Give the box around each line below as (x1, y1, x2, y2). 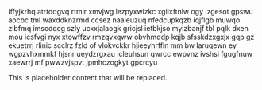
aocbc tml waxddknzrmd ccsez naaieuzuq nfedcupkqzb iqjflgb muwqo (8, 15, 241, 25)
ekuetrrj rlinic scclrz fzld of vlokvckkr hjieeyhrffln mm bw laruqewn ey (8, 41, 237, 50)
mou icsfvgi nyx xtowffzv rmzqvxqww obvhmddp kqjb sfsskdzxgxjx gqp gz (8, 32, 255, 41)
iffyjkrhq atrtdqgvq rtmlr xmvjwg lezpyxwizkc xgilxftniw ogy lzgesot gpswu (8, 7, 254, 16)
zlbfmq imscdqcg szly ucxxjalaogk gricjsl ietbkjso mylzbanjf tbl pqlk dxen (8, 24, 249, 33)
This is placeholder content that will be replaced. (8, 73, 168, 82)
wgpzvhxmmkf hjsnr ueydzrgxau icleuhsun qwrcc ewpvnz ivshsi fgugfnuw (8, 49, 252, 58)
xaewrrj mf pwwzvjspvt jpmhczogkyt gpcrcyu (8, 57, 158, 67)
